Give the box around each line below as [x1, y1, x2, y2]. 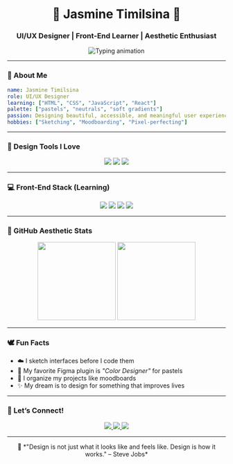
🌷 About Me [7, 71, 48, 81]
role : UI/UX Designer [7, 93, 70, 100]
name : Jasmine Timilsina [7, 86, 79, 93]
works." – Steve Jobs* [85, 449, 148, 458]
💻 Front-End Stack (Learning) [7, 183, 110, 192]
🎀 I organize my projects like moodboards [17, 374, 137, 383]
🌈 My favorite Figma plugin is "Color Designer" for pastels [17, 367, 183, 375]
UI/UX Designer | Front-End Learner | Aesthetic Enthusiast [16, 31, 217, 41]
